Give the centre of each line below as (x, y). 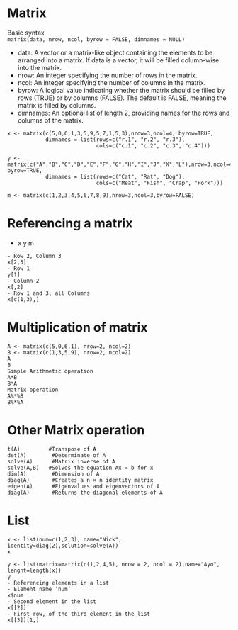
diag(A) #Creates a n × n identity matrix (80, 480)
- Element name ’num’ (39, 589)
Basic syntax (26, 33)
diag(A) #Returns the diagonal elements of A (85, 493)
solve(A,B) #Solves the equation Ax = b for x (80, 468)
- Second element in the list (52, 601)
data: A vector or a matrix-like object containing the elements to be (115, 52)
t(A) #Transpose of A (52, 449)
